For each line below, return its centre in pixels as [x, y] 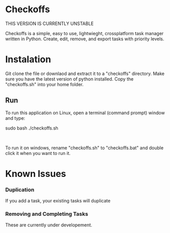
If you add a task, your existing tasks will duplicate [58, 201]
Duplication [20, 190]
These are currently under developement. [49, 225]
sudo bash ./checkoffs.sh [32, 128]
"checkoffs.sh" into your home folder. [44, 84]
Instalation [28, 59]
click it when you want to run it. [38, 153]
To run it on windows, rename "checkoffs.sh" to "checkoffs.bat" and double [84, 148]
